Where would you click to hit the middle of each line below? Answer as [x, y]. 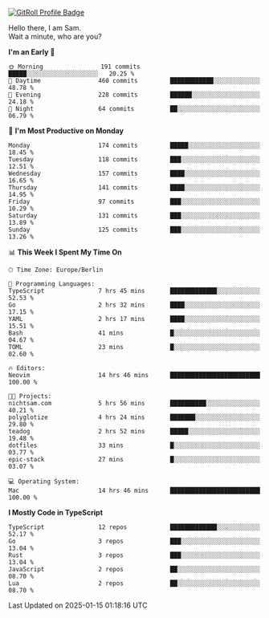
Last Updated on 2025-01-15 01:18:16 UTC [78, 605]
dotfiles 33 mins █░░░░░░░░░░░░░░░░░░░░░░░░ [134, 445]
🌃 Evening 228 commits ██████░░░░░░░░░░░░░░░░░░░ [134, 95]
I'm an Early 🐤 [32, 52]
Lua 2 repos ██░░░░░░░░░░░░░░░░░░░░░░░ [134, 583]
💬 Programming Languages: [51, 284]
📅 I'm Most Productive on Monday [66, 131]
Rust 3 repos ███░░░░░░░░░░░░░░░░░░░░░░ [134, 555]
